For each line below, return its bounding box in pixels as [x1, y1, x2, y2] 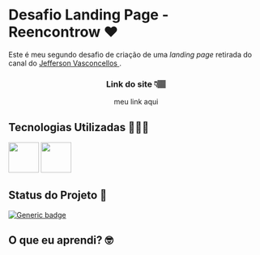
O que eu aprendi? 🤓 [8, 233, 113, 248]
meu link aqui [113, 97, 159, 107]
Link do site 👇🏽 [106, 79, 166, 90]
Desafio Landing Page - [8, 6, 169, 24]
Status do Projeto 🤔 [8, 189, 108, 202]
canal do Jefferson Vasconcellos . [8, 58, 121, 68]
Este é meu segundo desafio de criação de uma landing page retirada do [8, 49, 253, 59]
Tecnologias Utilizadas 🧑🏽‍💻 [8, 120, 150, 134]
